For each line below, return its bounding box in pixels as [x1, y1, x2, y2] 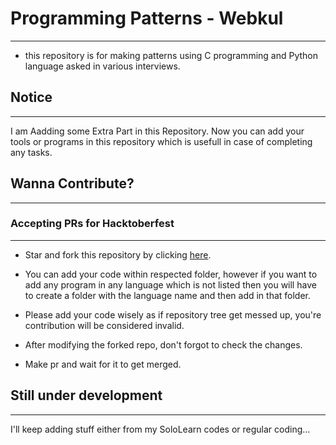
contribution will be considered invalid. [24, 319, 185, 331]
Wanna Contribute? [10, 175, 135, 192]
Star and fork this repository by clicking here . [24, 248, 212, 261]
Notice [10, 89, 53, 106]
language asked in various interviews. [24, 60, 181, 72]
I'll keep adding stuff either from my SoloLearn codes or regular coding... [10, 423, 311, 435]
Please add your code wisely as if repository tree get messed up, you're [24, 308, 322, 321]
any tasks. [10, 146, 53, 158]
